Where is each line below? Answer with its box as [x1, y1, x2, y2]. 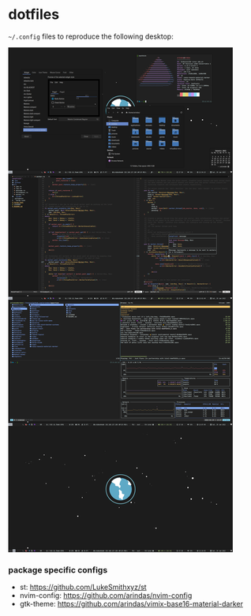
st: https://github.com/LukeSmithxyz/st [19, 582, 148, 592]
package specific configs [8, 564, 108, 575]
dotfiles [8, 6, 60, 24]
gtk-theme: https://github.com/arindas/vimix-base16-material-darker [19, 599, 243, 609]
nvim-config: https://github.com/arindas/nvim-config [19, 591, 193, 600]
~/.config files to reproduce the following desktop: [8, 32, 174, 41]
